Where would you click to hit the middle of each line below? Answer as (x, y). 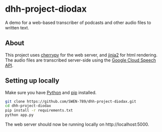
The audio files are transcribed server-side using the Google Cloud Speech (81, 60)
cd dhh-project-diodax (28, 106)
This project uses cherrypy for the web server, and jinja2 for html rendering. (81, 55)
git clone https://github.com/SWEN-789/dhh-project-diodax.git (71, 101)
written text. (17, 27)
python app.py (20, 115)
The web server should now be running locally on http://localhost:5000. (77, 124)
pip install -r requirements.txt (39, 110)
